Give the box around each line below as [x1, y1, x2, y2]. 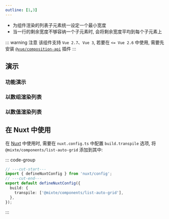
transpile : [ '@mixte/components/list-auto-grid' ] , [14, 190, 124, 195]
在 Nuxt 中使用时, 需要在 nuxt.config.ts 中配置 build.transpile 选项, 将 [5, 140, 156, 146]
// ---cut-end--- [5, 176, 42, 181]
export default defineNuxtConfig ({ [5, 181, 81, 186]
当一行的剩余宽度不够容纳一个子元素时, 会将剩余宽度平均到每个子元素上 [12, 29, 162, 35]
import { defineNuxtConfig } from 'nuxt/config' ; [5, 171, 113, 176]
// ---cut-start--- [5, 167, 47, 172]
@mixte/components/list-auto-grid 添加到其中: [5, 146, 103, 153]
